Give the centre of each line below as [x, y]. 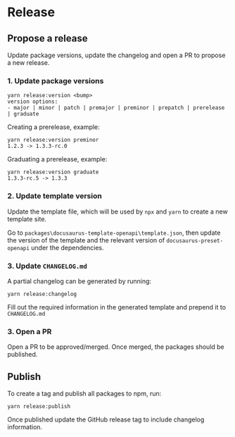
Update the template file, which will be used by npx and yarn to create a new [118, 211]
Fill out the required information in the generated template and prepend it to [117, 307]
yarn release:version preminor [53, 140]
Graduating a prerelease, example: [57, 159]
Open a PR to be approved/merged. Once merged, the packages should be [116, 347]
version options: [33, 102]
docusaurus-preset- [195, 240]
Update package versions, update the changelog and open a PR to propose [116, 55]
